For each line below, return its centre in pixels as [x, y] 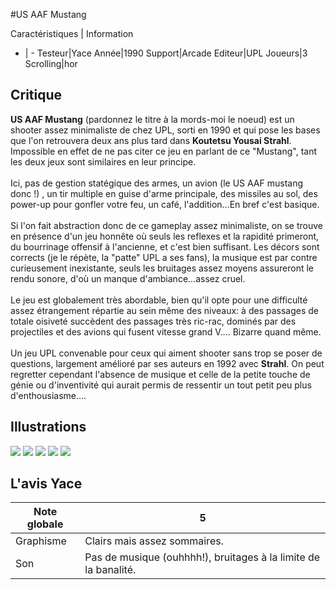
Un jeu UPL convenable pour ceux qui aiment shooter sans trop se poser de [166, 353]
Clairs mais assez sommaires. [154, 541]
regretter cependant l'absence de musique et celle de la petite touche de [160, 374]
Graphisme [41, 541]
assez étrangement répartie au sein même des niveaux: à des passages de [164, 310]
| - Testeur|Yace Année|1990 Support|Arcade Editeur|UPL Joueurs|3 [166, 53]
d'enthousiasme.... [48, 395]
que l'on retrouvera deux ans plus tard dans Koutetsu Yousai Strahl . [151, 140]
